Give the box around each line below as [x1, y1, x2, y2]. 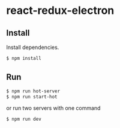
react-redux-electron [6, 4, 115, 18]
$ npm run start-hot [6, 94, 58, 100]
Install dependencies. [6, 43, 59, 51]
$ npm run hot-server [6, 88, 61, 94]
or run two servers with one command [6, 104, 101, 112]
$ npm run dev [6, 116, 42, 123]
